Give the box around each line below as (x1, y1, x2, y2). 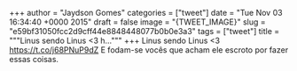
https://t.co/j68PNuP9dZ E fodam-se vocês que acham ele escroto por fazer (9, 45, 289, 55)
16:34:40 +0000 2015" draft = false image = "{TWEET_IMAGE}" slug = (9, 17, 266, 27)
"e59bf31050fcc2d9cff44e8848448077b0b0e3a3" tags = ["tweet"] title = (9, 26, 280, 36)
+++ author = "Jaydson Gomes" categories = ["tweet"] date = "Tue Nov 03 (9, 8, 283, 18)
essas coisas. (9, 54, 59, 64)
